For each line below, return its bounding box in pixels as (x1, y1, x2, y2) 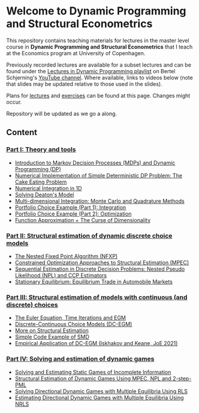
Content (6, 127, 38, 137)
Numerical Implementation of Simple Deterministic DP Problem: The (14, 172, 183, 179)
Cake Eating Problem (14, 178, 67, 185)
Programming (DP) (14, 165, 61, 172)
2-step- (173, 375, 192, 382)
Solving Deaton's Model (14, 191, 74, 198)
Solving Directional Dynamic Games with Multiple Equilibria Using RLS (14, 387, 188, 394)
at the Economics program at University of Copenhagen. (6, 49, 146, 56)
